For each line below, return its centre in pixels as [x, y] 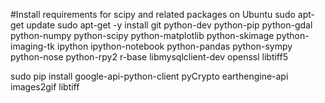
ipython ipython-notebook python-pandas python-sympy [174, 46]
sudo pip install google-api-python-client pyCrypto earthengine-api [149, 76]
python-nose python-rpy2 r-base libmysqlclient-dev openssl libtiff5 [149, 57]
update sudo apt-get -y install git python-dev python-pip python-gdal [169, 25]
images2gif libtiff [45, 87]
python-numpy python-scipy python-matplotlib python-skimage [142, 35]
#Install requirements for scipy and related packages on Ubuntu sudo [153, 14]
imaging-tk [33, 46]
